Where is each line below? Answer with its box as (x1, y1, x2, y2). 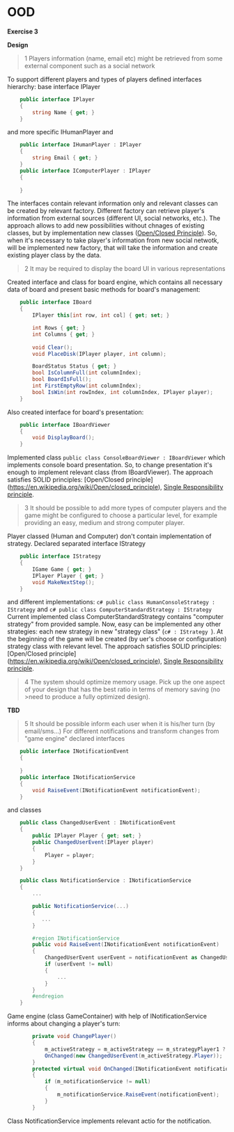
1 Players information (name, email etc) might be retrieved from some (24, 54, 223, 63)
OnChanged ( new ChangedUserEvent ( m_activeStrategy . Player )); (44, 1052, 223, 1059)
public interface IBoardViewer (19, 421, 111, 428)
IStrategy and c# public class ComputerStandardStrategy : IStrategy (7, 605, 212, 613)
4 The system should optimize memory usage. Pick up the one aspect (24, 678, 225, 686)
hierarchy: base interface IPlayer (7, 82, 101, 91)
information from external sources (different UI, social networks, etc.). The (7, 214, 221, 223)
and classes (7, 805, 42, 815)
